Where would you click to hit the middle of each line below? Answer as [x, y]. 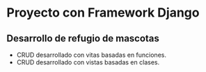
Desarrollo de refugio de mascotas [83, 38]
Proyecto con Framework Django [103, 13]
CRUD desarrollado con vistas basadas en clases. [88, 62]
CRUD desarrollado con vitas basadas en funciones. [91, 55]
